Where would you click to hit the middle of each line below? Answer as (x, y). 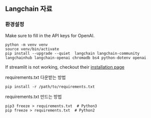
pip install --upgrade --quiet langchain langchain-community (72, 53)
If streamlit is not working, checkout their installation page (65, 67)
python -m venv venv (27, 45)
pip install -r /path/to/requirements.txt (50, 87)
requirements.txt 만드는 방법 (33, 97)
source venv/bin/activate (32, 49)
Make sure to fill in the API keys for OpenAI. (50, 35)
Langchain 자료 (29, 9)
